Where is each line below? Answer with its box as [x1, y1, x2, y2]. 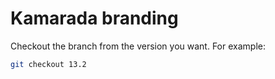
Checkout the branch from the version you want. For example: [10, 40, 266, 52]
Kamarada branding [10, 7, 179, 30]
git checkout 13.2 [10, 59, 87, 69]
